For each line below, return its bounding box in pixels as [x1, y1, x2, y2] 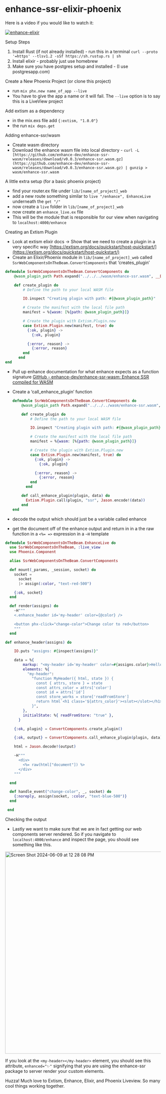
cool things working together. [5, 1083, 65, 1089]
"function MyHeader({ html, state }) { [31, 676, 114, 681]
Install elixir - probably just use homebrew [12, 58, 98, 64]
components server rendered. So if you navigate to [12, 831, 116, 837]
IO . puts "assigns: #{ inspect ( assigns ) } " [14, 649, 98, 654]
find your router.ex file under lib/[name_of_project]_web [12, 188, 127, 194]
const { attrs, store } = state [36, 681, 103, 686]
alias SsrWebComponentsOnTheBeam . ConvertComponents [9, 559, 119, 564]
